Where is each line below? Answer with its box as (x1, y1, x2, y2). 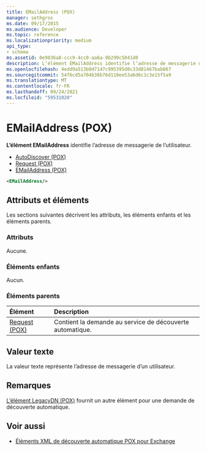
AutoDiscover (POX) (15, 153, 66, 160)
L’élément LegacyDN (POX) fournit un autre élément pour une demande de (6, 396, 195, 404)
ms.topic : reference (6, 32, 59, 38)
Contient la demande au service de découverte (54, 318, 189, 326)
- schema (6, 49, 29, 55)
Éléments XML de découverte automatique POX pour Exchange (15, 437, 176, 445)
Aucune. (6, 247, 28, 255)
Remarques (6, 380, 51, 391)
